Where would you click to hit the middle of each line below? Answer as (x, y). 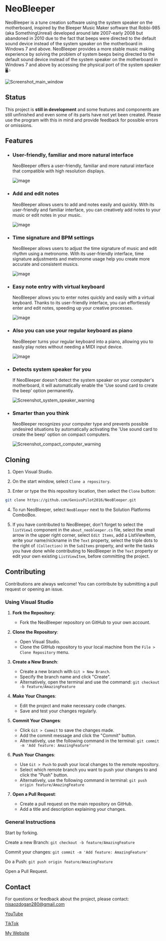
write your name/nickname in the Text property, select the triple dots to (85, 540)
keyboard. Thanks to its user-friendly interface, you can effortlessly (81, 303)
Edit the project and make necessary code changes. (73, 706)
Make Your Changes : (34, 696)
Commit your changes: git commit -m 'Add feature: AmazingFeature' (77, 852)
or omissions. (19, 125)
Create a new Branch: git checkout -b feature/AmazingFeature (70, 843)
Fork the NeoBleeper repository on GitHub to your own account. (85, 622)
